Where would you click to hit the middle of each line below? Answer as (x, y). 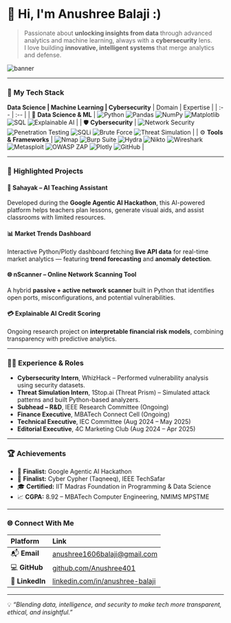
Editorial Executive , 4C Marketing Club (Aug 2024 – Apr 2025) (106, 429)
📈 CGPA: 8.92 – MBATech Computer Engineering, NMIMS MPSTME (113, 497)
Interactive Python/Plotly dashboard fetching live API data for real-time (108, 251)
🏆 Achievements (37, 454)
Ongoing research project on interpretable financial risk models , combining (115, 331)
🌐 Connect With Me (41, 523)
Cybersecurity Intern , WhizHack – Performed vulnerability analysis (113, 378)
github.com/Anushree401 (94, 568)
